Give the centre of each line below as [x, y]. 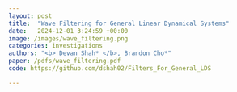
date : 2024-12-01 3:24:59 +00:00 [68, 31]
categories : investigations [56, 46]
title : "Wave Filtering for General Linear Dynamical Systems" [119, 23]
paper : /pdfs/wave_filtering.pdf [65, 61]
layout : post [30, 16]
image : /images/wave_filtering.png [68, 38]
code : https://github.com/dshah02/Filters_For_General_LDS [110, 69]
